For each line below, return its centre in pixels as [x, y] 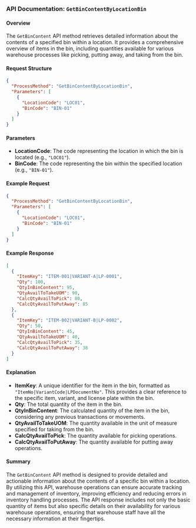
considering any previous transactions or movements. [80, 417]
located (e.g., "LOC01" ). [42, 158]
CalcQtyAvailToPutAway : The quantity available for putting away [94, 442]
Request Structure [29, 68]
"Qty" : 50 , [30, 326]
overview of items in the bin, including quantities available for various [90, 48]
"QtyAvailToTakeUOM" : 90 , [49, 293]
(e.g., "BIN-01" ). [34, 170]
